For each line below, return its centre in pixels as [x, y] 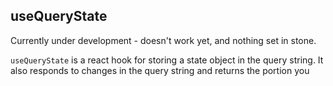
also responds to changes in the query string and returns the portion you [160, 70]
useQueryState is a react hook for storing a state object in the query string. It [167, 60]
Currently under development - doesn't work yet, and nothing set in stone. [163, 40]
